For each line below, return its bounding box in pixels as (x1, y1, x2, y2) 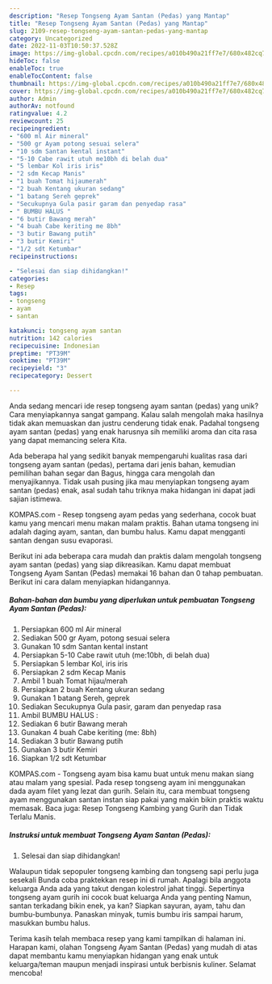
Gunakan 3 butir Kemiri (20, 745, 98, 754)
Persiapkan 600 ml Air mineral (20, 624, 122, 634)
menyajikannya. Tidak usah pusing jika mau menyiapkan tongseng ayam (9, 476, 249, 486)
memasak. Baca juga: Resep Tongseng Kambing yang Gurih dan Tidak (9, 803, 243, 813)
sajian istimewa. (9, 494, 63, 504)
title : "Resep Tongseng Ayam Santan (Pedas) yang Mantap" (9, 19, 208, 27)
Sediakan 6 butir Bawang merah (20, 719, 128, 728)
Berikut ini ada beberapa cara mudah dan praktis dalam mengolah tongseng (9, 551, 262, 560)
